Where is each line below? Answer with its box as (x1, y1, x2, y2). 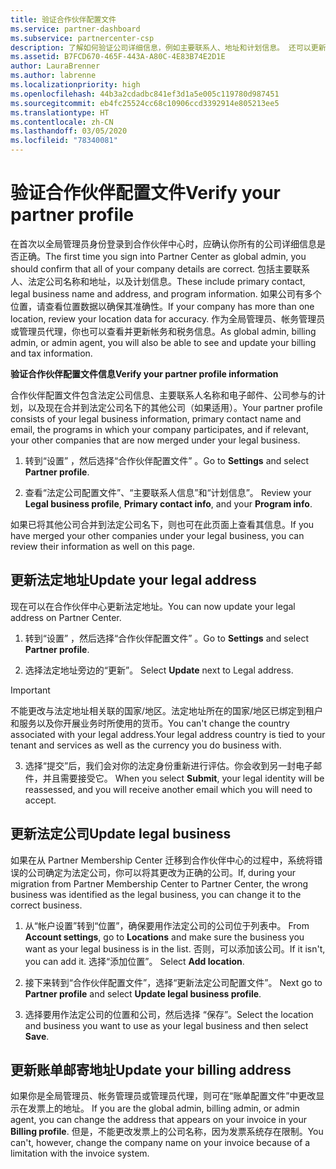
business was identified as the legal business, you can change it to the (10, 888, 302, 900)
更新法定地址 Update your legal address (10, 572, 257, 589)
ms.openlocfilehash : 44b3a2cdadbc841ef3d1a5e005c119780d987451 (10, 89, 280, 99)
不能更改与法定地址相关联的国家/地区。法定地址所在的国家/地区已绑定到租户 (10, 704, 324, 716)
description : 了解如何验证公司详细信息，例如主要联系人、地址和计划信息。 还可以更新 (10, 42, 327, 53)
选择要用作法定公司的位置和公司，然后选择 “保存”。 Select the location (24, 1008, 314, 1020)
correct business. (10, 899, 83, 911)
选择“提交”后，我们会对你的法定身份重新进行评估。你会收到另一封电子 (24, 759, 314, 771)
